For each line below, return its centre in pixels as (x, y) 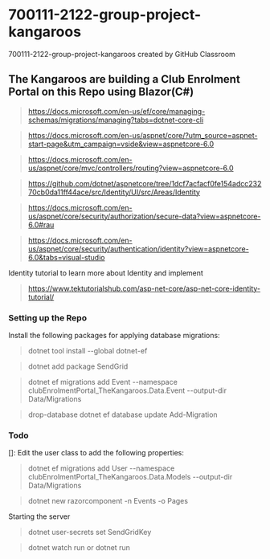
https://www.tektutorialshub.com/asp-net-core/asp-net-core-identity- (144, 288)
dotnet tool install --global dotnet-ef (88, 351)
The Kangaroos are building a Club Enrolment (125, 79)
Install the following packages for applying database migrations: (114, 336)
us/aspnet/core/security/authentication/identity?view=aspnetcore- (138, 249)
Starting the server (39, 516)
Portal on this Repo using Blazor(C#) (101, 92)
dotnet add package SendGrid (78, 366)
